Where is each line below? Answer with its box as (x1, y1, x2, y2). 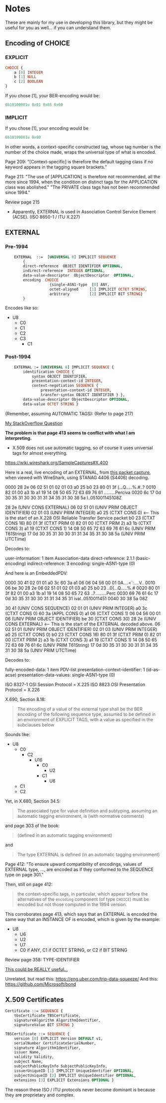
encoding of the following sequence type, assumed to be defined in (17, 711, 156, 717)
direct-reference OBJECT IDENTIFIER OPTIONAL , (23, 264, 123, 269)
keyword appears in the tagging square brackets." (5, 164, 108, 170)
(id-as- (146, 666, 161, 673)
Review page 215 (5, 199, 40, 205)
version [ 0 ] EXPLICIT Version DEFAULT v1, (14, 1036, 103, 1041)
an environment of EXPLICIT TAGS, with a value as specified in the (17, 716, 154, 722)
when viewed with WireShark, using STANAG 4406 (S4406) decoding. (5, 475, 150, 481)
